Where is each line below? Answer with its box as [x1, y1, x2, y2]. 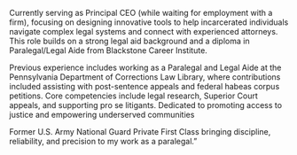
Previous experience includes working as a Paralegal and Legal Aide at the [9, 62, 282, 73]
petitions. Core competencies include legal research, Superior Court [9, 90, 259, 101]
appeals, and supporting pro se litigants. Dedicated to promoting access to [9, 100, 282, 110]
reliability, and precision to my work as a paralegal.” [9, 136, 198, 146]
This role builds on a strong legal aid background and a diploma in [9, 35, 250, 46]
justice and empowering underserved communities [9, 110, 195, 120]
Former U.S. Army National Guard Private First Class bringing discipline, [9, 127, 271, 136]
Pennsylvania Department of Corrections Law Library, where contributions [9, 72, 281, 82]
